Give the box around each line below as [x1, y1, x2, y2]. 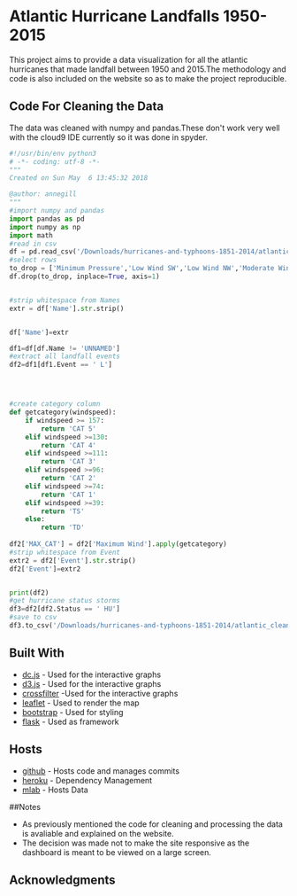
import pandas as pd [9, 214, 86, 223]
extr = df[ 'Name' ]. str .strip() [9, 304, 125, 313]
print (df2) [9, 588, 49, 597]
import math [9, 230, 53, 240]
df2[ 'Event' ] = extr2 [9, 565, 81, 573]
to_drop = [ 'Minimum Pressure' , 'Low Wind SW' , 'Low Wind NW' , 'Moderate [9, 264, 275, 273]
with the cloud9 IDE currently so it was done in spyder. [9, 131, 208, 143]
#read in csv [9, 239, 57, 248]
